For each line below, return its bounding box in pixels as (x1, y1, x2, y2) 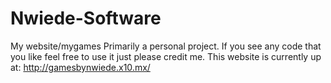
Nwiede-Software (10, 7, 162, 30)
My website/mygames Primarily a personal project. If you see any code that (10, 40, 322, 52)
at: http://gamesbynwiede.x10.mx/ (10, 61, 151, 73)
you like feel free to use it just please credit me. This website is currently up (10, 50, 322, 62)
